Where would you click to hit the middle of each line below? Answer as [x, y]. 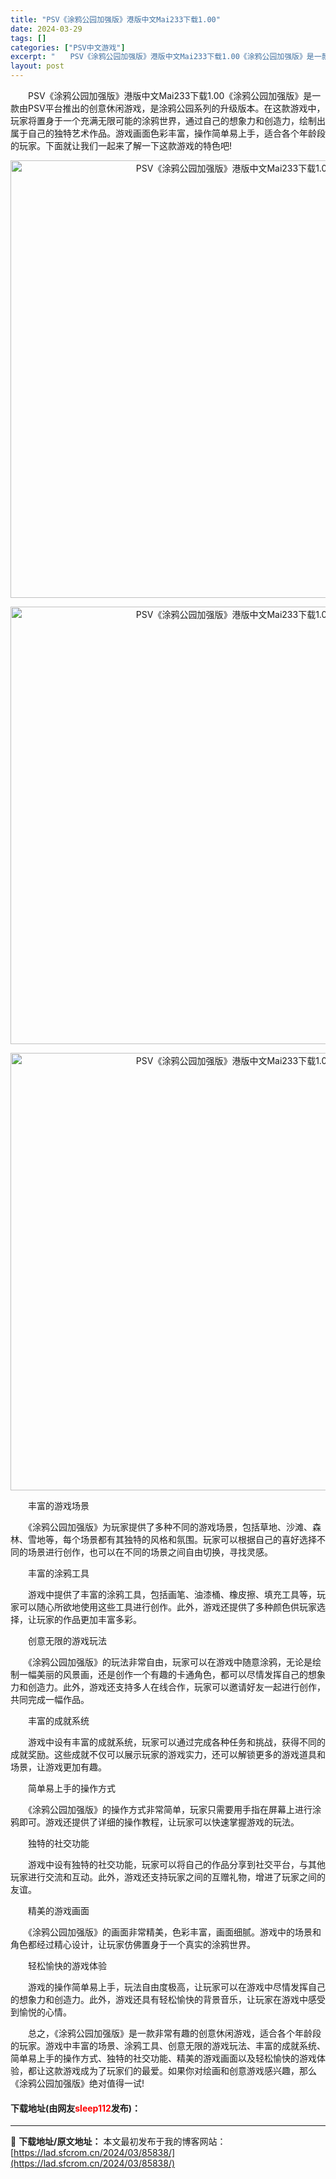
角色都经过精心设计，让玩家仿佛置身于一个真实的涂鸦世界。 [133, 1944]
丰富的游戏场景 [58, 1505]
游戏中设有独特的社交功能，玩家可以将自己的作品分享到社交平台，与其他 [176, 1864]
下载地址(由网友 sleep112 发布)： [76, 2108]
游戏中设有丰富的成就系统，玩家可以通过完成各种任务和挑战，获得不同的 [176, 1742]
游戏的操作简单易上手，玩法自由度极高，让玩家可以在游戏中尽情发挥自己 [176, 1987]
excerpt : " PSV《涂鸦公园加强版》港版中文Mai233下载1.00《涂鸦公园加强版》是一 [166, 57]
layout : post [37, 66]
